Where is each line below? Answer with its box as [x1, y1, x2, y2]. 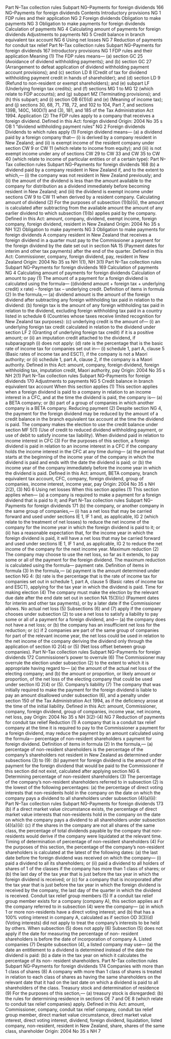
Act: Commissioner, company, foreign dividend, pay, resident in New [5, 253, 149, 259]
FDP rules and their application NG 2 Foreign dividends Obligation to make [5, 15, 161, 21]
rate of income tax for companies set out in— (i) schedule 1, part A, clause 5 [5, 346, 165, 351]
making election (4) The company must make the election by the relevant [5, 589, 159, 595]
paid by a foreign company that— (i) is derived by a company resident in [5, 135, 157, 140]
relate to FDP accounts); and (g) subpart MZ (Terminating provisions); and [5, 91, 161, 97]
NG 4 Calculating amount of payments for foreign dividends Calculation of [5, 270, 161, 276]
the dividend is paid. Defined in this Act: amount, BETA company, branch [5, 470, 158, 476]
